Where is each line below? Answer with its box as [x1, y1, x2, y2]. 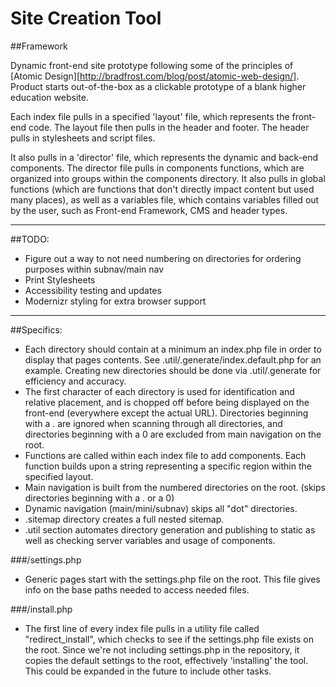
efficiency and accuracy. [24, 375, 127, 387]
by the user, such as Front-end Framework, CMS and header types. [10, 204, 288, 216]
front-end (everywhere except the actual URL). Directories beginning [24, 407, 309, 419]
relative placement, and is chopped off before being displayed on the [24, 396, 310, 408]
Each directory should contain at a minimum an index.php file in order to [24, 343, 322, 355]
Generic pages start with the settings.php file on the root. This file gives [24, 573, 321, 585]
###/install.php [10, 603, 73, 615]
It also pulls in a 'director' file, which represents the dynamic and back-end [10, 151, 319, 163]
